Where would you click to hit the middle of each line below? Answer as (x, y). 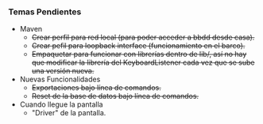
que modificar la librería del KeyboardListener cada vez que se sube (143, 62)
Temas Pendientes (45, 12)
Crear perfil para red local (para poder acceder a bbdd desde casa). (143, 37)
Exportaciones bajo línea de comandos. (96, 88)
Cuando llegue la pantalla (61, 104)
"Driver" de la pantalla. (69, 113)
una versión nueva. (63, 71)
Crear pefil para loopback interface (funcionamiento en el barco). (138, 46)
